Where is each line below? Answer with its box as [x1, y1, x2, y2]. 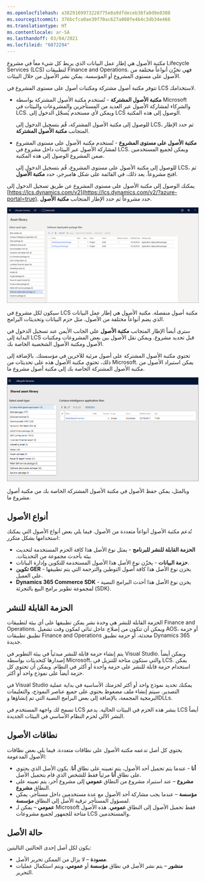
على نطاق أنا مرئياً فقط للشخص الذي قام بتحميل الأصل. [15, 771, 142, 778]
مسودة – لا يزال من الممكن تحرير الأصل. [15, 855, 108, 862]
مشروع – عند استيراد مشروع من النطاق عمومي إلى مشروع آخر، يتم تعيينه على [15, 777, 193, 784]
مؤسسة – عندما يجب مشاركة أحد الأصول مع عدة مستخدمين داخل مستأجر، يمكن [15, 790, 197, 798]
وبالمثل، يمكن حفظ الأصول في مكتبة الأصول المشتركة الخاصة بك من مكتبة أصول [7, 488, 190, 495]
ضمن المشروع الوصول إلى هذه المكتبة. [15, 152, 105, 159]
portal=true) [7, 195, 38, 202]
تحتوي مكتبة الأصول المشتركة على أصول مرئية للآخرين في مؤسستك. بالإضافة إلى [7, 352, 190, 360]
